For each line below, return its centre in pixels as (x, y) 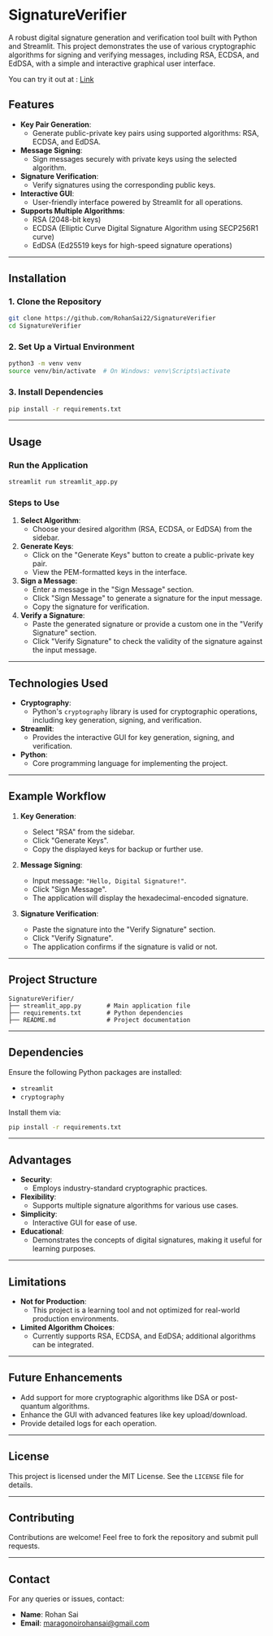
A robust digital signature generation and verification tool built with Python (133, 37)
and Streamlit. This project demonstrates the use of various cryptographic (132, 46)
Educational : (42, 1231)
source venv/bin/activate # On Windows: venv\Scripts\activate (119, 372)
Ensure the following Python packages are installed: (95, 1072)
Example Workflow (57, 796)
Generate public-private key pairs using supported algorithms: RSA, (146, 133)
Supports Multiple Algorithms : (72, 211)
